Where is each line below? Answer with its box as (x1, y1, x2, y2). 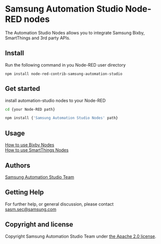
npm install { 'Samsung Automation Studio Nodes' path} (5, 116, 118, 121)
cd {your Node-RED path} (5, 107, 55, 112)
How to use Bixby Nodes (5, 142, 54, 148)
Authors (5, 161, 31, 170)
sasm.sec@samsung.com (5, 206, 57, 212)
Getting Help (5, 188, 44, 196)
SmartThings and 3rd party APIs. (5, 35, 70, 41)
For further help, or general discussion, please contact (5, 201, 114, 207)
